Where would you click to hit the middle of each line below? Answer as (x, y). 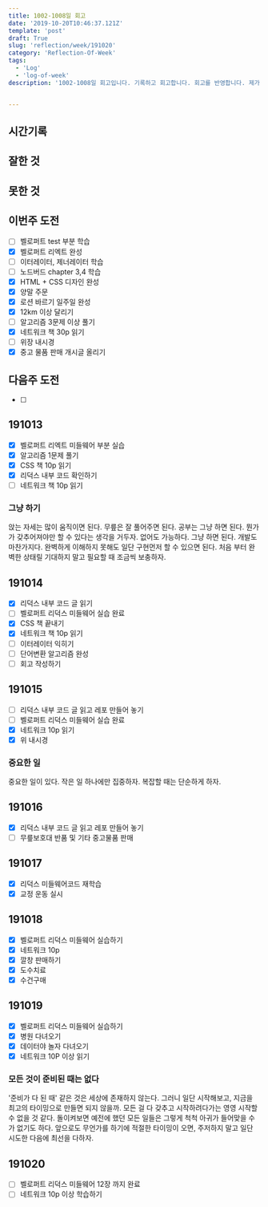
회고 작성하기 (40, 663)
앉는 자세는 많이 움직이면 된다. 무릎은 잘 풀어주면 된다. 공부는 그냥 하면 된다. (126, 527)
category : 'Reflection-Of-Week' (62, 53)
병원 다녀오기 (40, 1036)
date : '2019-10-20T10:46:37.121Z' (66, 23)
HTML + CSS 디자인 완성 (60, 281)
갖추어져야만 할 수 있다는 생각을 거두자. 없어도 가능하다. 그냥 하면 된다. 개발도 (137, 537)
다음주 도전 (34, 380)
